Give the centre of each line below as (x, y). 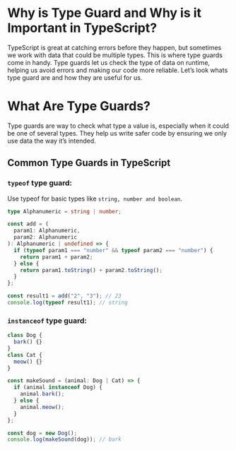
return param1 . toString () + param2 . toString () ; (91, 270)
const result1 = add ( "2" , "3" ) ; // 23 (64, 296)
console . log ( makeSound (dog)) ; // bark (64, 439)
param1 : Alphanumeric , (47, 231)
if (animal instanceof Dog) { (58, 387)
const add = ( (28, 224)
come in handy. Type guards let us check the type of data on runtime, (109, 62)
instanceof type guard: (47, 321)
